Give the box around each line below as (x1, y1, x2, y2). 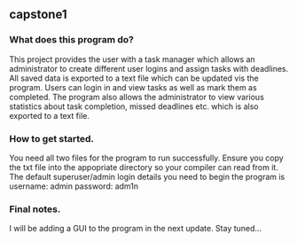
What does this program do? (9, 34, 135, 46)
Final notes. (9, 203, 61, 215)
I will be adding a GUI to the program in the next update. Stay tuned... (9, 223, 262, 234)
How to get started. (9, 132, 95, 144)
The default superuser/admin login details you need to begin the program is (9, 171, 285, 182)
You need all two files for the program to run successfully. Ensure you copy (9, 152, 284, 163)
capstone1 (9, 7, 68, 22)
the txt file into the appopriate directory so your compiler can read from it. (9, 161, 279, 172)
